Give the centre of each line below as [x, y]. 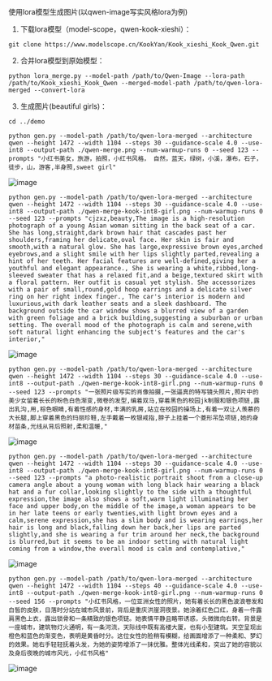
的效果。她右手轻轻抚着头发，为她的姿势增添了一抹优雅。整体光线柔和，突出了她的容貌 [132, 644]
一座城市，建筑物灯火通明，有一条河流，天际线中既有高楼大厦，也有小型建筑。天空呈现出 [135, 627]
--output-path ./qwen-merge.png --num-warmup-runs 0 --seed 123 [138, 150]
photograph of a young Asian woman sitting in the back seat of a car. [132, 226]
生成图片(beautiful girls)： [64, 106]
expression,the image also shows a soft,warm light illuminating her [129, 499]
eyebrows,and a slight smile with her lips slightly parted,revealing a [134, 254]
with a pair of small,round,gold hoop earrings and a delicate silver [130, 290]
